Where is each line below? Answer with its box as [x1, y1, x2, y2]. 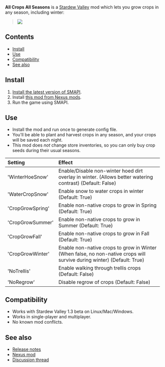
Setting [7, 159, 25, 166]
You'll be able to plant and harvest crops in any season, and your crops [12, 132, 156, 138]
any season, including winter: [5, 9, 65, 15]
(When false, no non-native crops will [58, 250, 146, 257]
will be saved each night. [12, 137, 63, 143]
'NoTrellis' [7, 268, 31, 275]
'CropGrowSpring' [7, 205, 50, 212]
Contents [5, 33, 34, 41]
